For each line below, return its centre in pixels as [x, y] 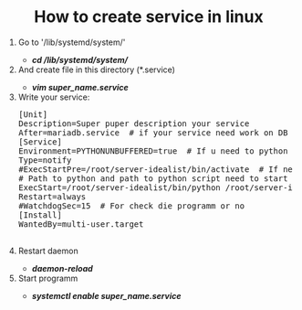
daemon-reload [62, 268]
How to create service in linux [149, 17]
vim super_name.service [80, 87]
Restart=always [52, 197]
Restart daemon [48, 251]
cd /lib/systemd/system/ [80, 59]
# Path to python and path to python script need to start [153, 178]
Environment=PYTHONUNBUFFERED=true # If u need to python [153, 151]
